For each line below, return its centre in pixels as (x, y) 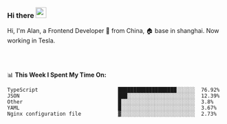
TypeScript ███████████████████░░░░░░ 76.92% (113, 90)
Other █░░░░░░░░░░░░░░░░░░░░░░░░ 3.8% (110, 102)
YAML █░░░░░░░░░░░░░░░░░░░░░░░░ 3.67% (112, 108)
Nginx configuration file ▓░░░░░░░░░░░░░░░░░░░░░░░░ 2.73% (112, 114)
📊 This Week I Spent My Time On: (57, 75)
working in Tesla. (31, 40)
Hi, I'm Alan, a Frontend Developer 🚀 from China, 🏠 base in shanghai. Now (113, 31)
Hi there (21, 15)
